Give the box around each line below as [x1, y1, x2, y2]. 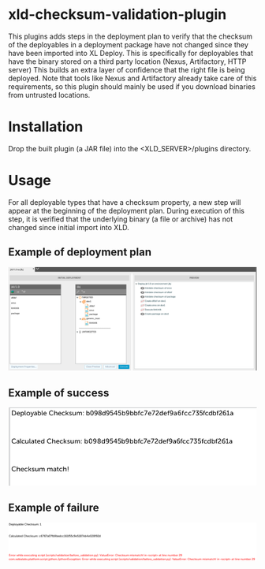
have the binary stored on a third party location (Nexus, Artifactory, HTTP [8, 57, 247, 66]
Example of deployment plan [8, 246, 152, 259]
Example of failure [8, 500, 100, 514]
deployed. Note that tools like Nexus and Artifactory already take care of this [8, 73, 257, 83]
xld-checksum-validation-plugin [8, 6, 227, 24]
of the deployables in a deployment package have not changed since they [8, 39, 248, 49]
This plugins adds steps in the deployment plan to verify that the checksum [8, 32, 253, 41]
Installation [8, 118, 84, 136]
